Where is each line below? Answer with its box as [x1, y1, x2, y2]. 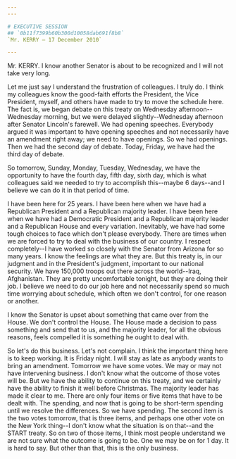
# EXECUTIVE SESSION [7, 23, 68, 30]
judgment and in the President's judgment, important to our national [7, 260, 204, 268]
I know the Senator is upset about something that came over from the [7, 310, 209, 319]
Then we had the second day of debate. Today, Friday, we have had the [7, 142, 216, 151]
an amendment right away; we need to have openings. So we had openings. [7, 135, 228, 144]
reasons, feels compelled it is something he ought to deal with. [7, 333, 190, 341]
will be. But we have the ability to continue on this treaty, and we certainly [7, 377, 221, 385]
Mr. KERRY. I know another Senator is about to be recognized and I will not [7, 61, 223, 70]
